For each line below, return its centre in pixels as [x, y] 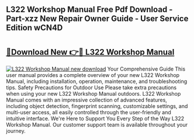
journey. [16, 131]
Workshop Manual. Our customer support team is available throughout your [97, 125]
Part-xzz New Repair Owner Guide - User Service [97, 19]
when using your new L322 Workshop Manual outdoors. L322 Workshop [93, 94]
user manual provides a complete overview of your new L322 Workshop [93, 75]
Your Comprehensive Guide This [146, 69]
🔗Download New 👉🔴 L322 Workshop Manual [90, 52]
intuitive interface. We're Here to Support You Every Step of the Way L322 [95, 118]
